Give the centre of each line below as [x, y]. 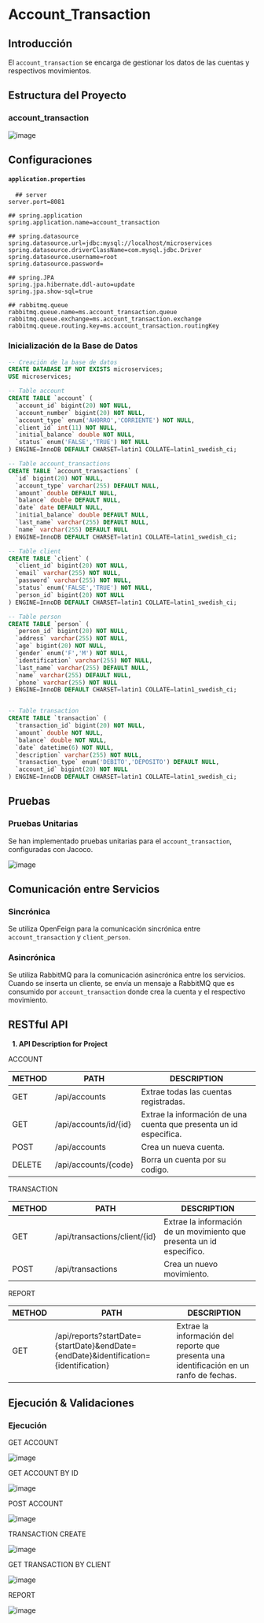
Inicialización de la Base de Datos [73, 346]
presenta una [201, 1355]
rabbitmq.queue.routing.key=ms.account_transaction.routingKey [114, 326]
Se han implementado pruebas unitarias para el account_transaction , [120, 841]
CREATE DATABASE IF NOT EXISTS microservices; [86, 369]
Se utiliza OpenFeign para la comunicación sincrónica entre [104, 929]
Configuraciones [50, 160]
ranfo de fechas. [207, 1375]
